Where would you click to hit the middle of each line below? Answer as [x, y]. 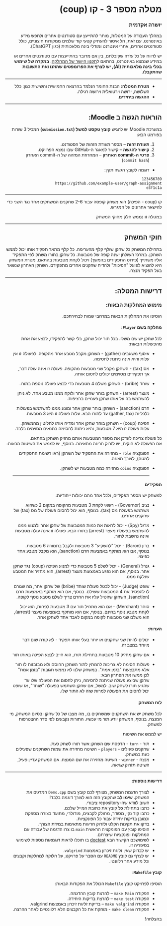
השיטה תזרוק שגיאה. [130, 765]
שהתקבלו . [152, 72]
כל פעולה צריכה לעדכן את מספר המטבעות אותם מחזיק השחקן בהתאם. [96, 438]
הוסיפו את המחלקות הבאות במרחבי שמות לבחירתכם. [112, 316]
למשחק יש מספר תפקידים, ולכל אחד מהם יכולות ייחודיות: [109, 495]
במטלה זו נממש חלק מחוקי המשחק [129, 217]
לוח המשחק [150, 702]
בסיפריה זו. [139, 845]
